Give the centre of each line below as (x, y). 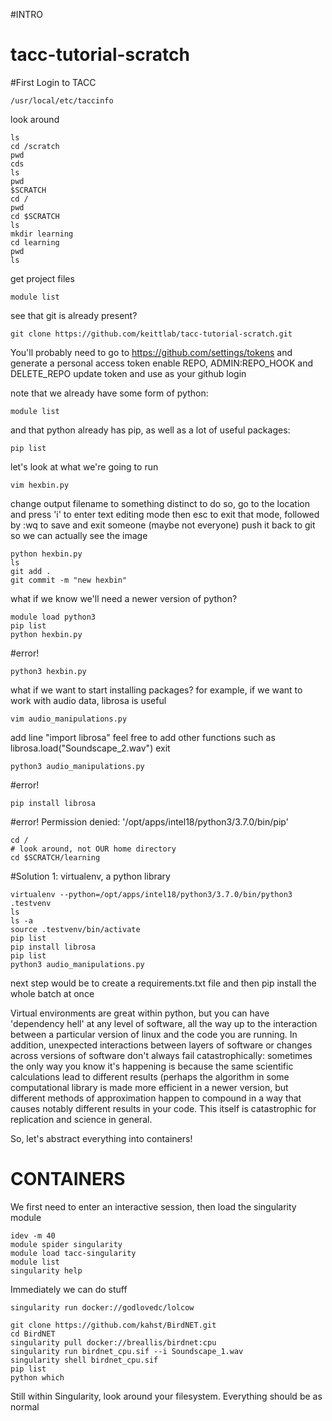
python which (37, 1377)
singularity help (46, 1270)
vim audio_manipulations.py (69, 719)
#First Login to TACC (53, 82)
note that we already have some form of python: (109, 393)
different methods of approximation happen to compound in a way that (156, 1098)
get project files (42, 278)
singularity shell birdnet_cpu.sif (84, 1360)
